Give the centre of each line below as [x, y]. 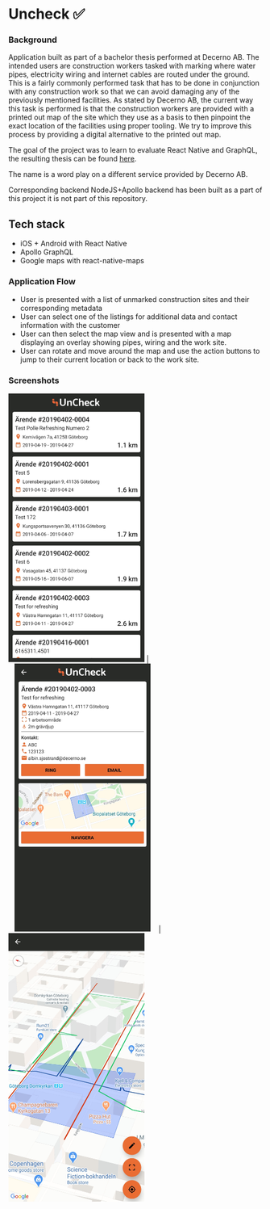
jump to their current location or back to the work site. [110, 359]
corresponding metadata [61, 308]
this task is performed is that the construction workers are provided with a [131, 109]
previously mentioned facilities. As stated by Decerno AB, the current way [131, 100]
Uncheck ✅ [47, 14]
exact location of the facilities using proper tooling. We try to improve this [130, 126]
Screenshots [34, 380]
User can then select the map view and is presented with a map [126, 334]
